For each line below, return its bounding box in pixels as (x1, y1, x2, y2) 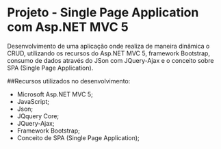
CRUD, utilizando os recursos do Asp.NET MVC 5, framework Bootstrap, (7, 49, 211, 57)
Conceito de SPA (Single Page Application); (16, 133, 140, 141)
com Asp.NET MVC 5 (7, 19, 129, 35)
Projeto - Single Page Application (7, 5, 199, 21)
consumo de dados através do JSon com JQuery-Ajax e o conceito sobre (7, 56, 214, 64)
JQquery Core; (16, 111, 60, 120)
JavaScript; (16, 97, 50, 105)
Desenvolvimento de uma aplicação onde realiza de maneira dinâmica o (7, 42, 210, 50)
